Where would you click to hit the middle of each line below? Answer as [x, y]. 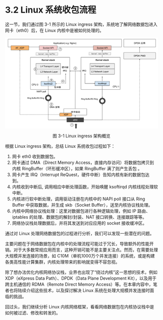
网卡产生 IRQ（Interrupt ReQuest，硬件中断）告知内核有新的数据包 [79, 175]
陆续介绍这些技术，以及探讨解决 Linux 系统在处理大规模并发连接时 [84, 290]
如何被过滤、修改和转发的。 [33, 313]
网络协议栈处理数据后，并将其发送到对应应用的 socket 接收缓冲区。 [79, 223]
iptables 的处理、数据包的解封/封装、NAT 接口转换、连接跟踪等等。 [79, 217]
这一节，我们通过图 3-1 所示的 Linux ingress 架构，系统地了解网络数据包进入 [81, 24]
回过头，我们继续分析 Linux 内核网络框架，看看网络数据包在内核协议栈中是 [80, 306]
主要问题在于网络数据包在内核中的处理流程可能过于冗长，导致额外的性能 [77, 243]
